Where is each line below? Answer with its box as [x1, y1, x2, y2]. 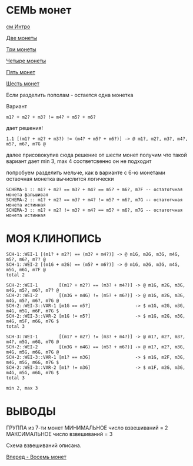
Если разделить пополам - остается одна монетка [6, 91, 134, 98]
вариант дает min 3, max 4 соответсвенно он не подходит [6, 157, 152, 165]
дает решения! [6, 124, 43, 131]
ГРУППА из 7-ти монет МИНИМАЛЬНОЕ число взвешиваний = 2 [6, 424, 168, 431]
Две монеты [6, 34, 38, 41]
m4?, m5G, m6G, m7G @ [6, 339, 59, 345]
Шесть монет [6, 80, 40, 87]
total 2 [6, 272, 25, 278]
